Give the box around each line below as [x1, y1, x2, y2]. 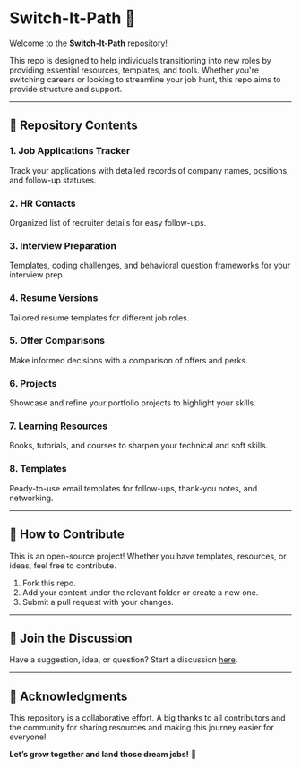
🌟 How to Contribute [9, 527, 125, 542]
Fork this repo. [21, 577, 76, 588]
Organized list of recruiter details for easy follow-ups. [9, 217, 207, 227]
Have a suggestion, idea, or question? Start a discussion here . [9, 654, 238, 665]
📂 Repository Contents [9, 118, 139, 133]
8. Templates [9, 463, 67, 475]
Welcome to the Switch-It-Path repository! [9, 38, 168, 48]
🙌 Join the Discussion [9, 630, 133, 645]
